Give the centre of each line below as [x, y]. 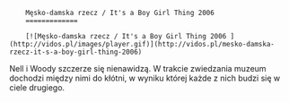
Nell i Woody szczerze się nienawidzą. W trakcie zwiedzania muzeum [138, 68]
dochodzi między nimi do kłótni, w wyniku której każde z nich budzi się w [145, 78]
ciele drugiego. [37, 88]
